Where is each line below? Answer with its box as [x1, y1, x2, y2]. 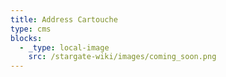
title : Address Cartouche [10, 14, 118, 25]
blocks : [10, 33, 43, 43]
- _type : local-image [19, 42, 110, 53]
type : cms [10, 24, 52, 34]
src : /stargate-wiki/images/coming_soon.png [28, 52, 217, 62]
